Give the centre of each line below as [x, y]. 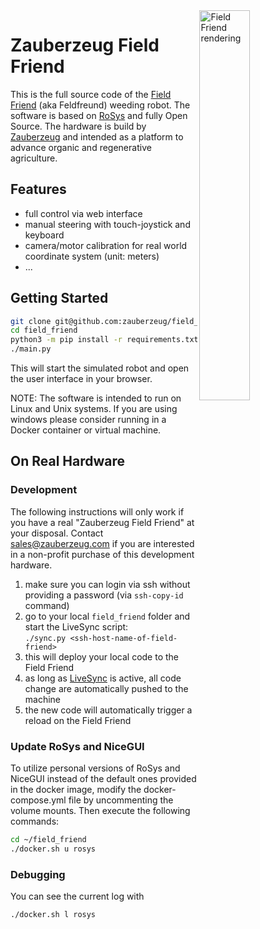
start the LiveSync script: [76, 626]
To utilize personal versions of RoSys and [95, 768]
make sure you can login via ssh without [107, 584]
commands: [35, 821]
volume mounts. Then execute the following [100, 811]
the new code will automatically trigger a [108, 710]
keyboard [44, 235]
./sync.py [45, 638]
